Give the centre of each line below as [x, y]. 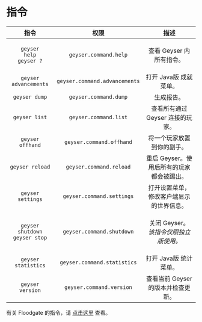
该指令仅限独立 [169, 232]
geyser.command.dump [98, 97]
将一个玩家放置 [169, 138]
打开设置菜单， [169, 187]
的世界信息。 [169, 205]
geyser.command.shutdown [98, 231]
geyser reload [30, 167]
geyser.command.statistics [98, 262]
